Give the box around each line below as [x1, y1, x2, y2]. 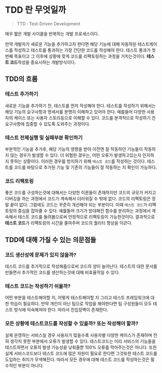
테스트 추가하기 [5, 91, 39, 98]
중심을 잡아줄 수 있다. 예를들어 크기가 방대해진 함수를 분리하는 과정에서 [17, 208, 151, 214]
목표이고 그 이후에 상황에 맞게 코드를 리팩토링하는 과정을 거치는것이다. [14, 53, 146, 59]
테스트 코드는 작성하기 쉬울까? [5, 283, 71, 289]
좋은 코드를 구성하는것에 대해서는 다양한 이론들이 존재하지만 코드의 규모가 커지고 [5, 190, 156, 196]
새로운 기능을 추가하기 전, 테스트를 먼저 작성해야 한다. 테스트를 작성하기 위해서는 [5, 102, 156, 108]
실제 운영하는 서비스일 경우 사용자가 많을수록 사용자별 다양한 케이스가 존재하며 [5, 332, 152, 338]
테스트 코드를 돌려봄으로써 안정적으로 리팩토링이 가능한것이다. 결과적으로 [17, 214, 155, 220]
